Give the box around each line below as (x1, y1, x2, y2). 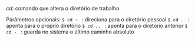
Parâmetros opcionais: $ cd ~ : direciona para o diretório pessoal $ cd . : (6, 16, 190, 23)
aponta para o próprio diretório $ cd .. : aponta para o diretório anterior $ (6, 23, 188, 29)
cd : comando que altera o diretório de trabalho (6, 5, 120, 12)
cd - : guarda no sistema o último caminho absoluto (6, 28, 134, 35)
